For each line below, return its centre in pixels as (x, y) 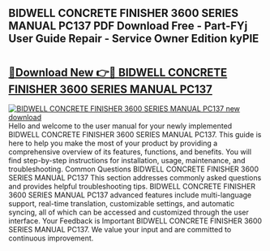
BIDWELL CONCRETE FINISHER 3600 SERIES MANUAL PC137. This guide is (135, 134)
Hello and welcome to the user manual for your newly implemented (120, 126)
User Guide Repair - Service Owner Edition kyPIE (134, 39)
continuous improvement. (51, 238)
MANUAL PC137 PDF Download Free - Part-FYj (128, 26)
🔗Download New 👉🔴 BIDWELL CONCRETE (118, 72)
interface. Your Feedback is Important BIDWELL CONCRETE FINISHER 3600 (135, 221)
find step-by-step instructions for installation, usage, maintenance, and (127, 160)
